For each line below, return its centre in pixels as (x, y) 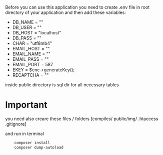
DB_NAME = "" (28, 22)
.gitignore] (16, 124)
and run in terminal (24, 134)
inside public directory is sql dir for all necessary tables (62, 85)
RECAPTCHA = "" (30, 75)
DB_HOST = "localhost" (37, 33)
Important (26, 105)
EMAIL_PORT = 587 (33, 65)
